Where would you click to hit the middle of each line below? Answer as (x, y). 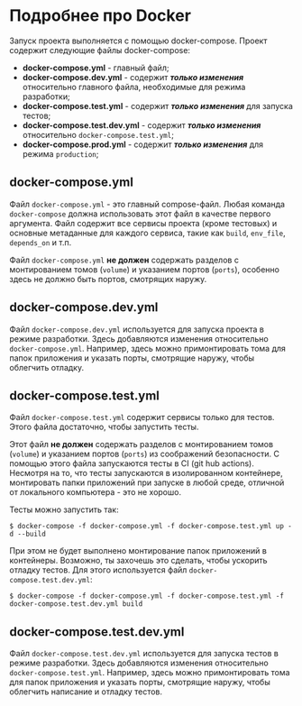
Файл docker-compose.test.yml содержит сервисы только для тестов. (142, 417)
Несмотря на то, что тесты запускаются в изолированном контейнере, (146, 473)
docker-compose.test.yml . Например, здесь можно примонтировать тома (150, 673)
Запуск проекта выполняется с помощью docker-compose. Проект (138, 41)
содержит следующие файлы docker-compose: (100, 50)
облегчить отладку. (46, 367)
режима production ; (60, 153)
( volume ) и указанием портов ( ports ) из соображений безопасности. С (144, 454)
